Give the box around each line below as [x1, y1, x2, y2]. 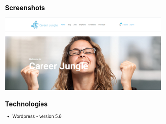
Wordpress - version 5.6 [12, 113, 62, 119]
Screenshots [5, 4, 45, 12]
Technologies [5, 100, 48, 108]
